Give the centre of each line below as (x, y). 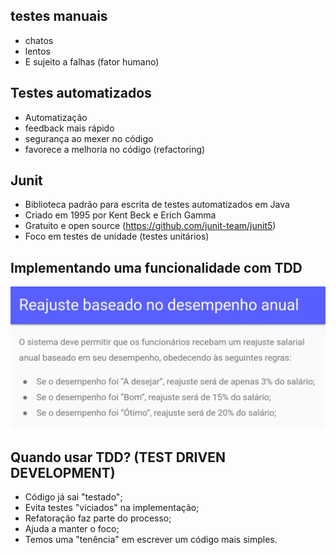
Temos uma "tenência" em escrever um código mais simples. (151, 539)
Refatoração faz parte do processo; (98, 518)
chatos (39, 40)
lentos (37, 51)
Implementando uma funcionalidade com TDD (156, 267)
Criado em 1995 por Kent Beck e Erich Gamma (120, 215)
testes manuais (59, 16)
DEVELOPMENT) (63, 472)
